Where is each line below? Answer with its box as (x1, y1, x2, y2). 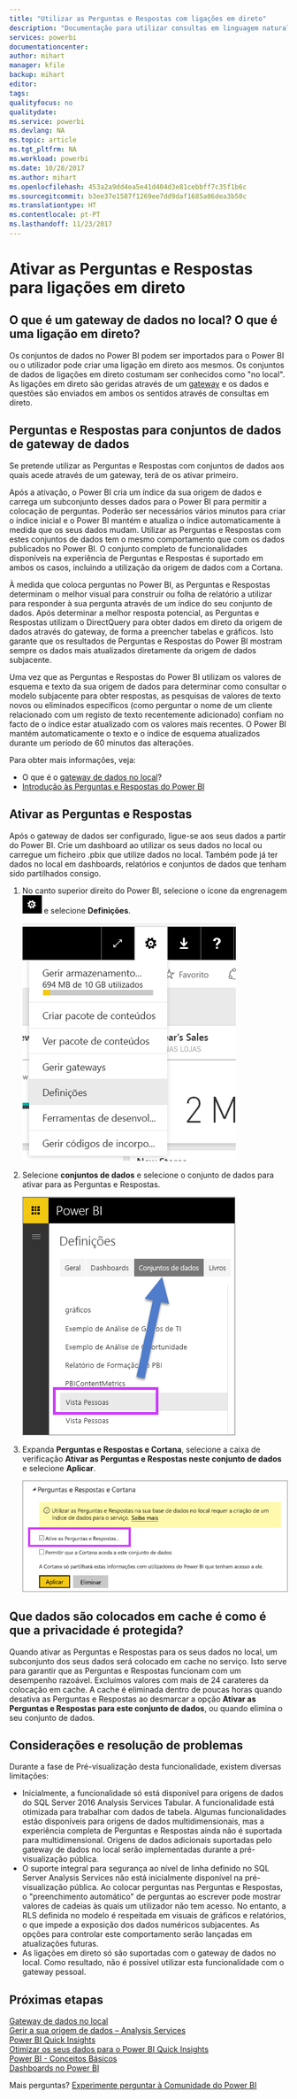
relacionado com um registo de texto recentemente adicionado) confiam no (9, 709, 285, 720)
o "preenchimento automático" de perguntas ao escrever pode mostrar (21, 1891, 281, 1902)
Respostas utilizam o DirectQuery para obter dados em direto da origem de (9, 616, 283, 628)
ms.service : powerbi (9, 117, 86, 126)
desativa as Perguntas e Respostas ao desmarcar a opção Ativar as (9, 1694, 256, 1704)
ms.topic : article (9, 135, 77, 145)
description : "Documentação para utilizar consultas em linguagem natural (9, 23, 291, 33)
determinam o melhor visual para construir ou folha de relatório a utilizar (9, 589, 272, 599)
